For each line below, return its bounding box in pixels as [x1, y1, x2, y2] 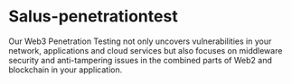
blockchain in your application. [8, 64, 123, 75]
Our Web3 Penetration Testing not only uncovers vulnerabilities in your [8, 36, 272, 46]
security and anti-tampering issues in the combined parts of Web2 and [8, 55, 272, 65]
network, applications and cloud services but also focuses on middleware [8, 45, 283, 55]
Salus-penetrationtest [8, 6, 178, 27]
